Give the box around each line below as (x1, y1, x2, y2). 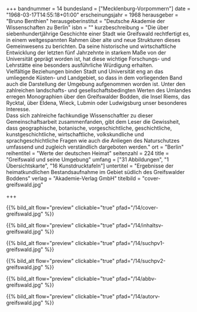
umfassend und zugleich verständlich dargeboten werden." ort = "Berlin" (6, 143, 184, 150)
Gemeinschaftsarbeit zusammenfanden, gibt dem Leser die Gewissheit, (6, 118, 180, 125)
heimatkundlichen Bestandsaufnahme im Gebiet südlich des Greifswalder (6, 169, 185, 175)
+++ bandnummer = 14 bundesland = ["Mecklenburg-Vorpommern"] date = (6, 5, 191, 12)
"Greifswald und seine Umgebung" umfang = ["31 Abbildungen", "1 (6, 156, 169, 163)
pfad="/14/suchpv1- (116, 240, 165, 246)
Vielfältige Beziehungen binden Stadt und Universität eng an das (6, 68, 164, 75)
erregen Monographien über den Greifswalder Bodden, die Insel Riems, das (6, 93, 190, 100)
